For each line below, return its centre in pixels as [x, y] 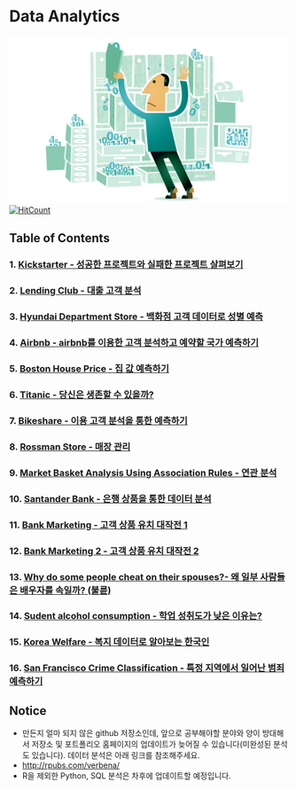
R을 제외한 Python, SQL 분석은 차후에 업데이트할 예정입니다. [127, 776]
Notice [28, 711]
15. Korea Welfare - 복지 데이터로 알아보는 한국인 [109, 642]
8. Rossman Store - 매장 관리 [70, 447]
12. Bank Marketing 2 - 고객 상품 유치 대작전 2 [104, 551]
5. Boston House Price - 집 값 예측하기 [90, 369]
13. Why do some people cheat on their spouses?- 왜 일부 [134, 576]
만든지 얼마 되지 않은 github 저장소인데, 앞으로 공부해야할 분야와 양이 [141, 733]
